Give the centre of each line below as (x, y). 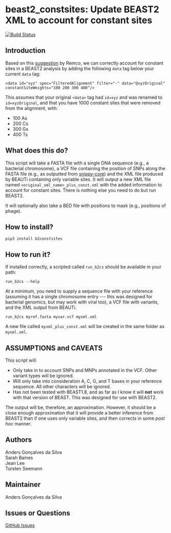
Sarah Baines (19, 458)
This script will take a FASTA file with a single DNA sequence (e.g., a (77, 163)
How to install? (29, 227)
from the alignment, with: (32, 108)
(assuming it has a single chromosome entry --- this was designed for (79, 297)
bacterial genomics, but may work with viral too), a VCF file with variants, (82, 302)
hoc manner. (18, 424)
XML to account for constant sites (79, 20)
